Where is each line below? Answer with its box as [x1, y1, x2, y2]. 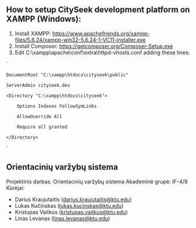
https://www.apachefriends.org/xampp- [52, 30, 150, 37]
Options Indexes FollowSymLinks [17, 103, 97, 109]
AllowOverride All [17, 113, 62, 120]
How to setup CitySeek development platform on [6, 5, 190, 15]
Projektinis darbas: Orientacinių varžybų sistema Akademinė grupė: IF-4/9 [6, 178, 188, 185]
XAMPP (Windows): [6, 14, 81, 24]
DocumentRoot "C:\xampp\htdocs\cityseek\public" [6, 71, 129, 78]
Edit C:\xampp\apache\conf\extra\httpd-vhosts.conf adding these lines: [14, 49, 190, 56]
